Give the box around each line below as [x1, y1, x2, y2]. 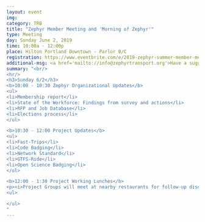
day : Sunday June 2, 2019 [6, 37, 72, 43]
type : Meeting [6, 32, 43, 38]
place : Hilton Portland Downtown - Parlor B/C [6, 49, 127, 55]
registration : [6, 54, 43, 60]
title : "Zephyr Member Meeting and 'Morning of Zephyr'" [6, 26, 154, 32]
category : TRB [6, 20, 43, 26]
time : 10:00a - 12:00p [6, 43, 64, 49]
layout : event [6, 9, 43, 15]
